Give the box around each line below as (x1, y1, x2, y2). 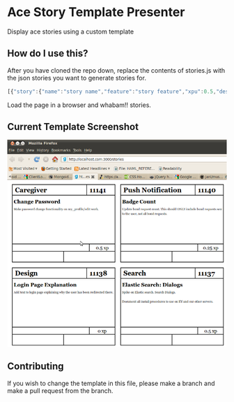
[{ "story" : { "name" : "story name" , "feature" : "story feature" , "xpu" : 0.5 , (7, 88, 217, 95)
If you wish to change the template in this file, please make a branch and (7, 379, 215, 387)
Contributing (7, 361, 64, 373)
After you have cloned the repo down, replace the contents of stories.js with (7, 66, 226, 74)
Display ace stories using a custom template (7, 27, 134, 36)
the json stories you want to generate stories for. (7, 73, 146, 82)
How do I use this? (7, 48, 88, 59)
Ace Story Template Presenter (7, 4, 185, 20)
